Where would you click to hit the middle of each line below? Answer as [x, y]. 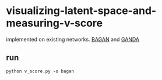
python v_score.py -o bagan [40, 71]
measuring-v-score [54, 23]
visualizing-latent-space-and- [81, 11]
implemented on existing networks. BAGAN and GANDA [73, 39]
